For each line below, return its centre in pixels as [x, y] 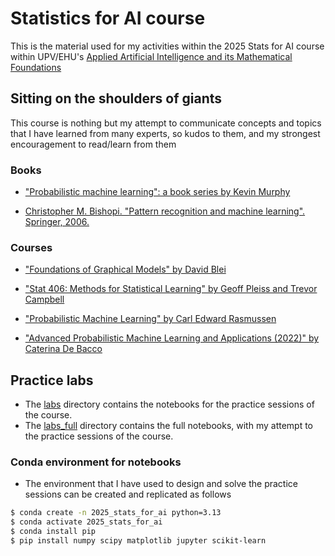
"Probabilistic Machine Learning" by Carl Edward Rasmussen [150, 319]
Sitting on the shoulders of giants [116, 98]
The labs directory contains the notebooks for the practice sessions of [169, 404]
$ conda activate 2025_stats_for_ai [86, 522]
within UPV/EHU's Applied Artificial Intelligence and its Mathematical [151, 56]
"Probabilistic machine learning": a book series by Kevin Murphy [157, 192]
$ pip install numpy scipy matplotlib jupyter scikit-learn [138, 541]
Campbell [44, 299]
